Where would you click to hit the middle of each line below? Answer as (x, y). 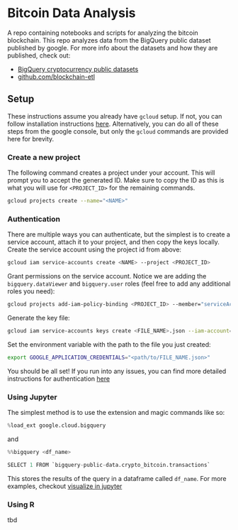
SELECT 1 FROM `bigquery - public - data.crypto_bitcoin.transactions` (109, 465)
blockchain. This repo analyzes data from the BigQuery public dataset (109, 40)
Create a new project (44, 157)
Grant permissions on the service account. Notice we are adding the (107, 276)
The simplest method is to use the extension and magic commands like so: (116, 413)
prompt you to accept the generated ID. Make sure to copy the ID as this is (116, 180)
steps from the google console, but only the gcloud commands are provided (118, 131)
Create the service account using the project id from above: (95, 249)
